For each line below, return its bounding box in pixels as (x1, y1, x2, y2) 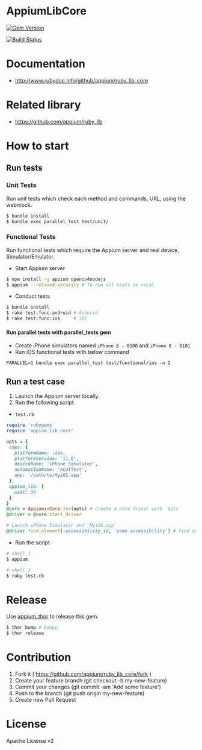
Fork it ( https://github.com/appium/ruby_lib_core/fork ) (14, 670, 152, 678)
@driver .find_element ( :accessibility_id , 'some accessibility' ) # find (6, 528, 189, 534)
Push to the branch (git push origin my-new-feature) (14, 690, 145, 697)
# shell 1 (6, 550, 31, 556)
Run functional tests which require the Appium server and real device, (6, 246, 179, 254)
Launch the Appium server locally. (14, 392, 100, 400)
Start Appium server (14, 264, 66, 272)
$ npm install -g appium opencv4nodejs (6, 276, 106, 282)
